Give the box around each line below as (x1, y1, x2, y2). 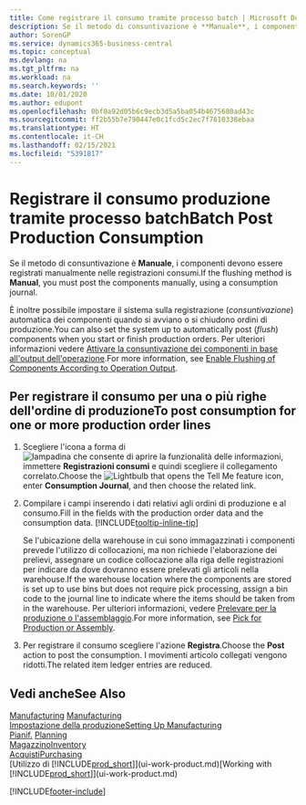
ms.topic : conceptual (9, 47, 92, 57)
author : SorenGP (9, 30, 71, 39)
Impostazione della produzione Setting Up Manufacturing (9, 720, 222, 731)
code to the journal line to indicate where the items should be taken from (22, 593, 296, 604)
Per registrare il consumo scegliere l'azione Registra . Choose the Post (22, 640, 285, 651)
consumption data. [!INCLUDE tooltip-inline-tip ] (22, 517, 199, 528)
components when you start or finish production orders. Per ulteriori (9, 333, 266, 344)
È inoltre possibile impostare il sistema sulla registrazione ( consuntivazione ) (9, 304, 294, 315)
